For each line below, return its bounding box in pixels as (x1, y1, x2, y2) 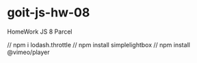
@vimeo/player (7, 48, 50, 56)
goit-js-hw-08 (7, 5, 90, 21)
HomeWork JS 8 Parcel (7, 27, 73, 36)
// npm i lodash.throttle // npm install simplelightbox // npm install (7, 40, 190, 49)
